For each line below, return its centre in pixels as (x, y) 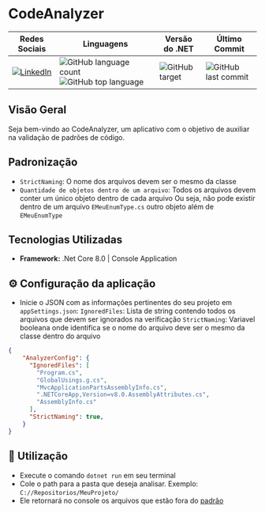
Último (229, 39)
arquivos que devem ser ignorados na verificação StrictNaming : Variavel (137, 319)
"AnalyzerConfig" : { (56, 358)
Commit (229, 48)
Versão (179, 39)
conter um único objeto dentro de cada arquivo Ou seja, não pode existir (137, 198)
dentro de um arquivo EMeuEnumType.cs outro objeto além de (117, 206)
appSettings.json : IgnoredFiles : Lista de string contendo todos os (127, 311)
